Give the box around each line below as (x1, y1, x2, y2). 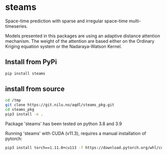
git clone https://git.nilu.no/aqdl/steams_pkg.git (5, 102, 114, 108)
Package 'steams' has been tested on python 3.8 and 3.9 (5, 121, 122, 127)
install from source (5, 85, 65, 93)
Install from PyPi (5, 58, 57, 66)
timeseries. (5, 23, 28, 29)
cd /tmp (5, 98, 21, 103)
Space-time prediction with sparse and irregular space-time (5, 18, 128, 24)
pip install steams (5, 71, 46, 76)
